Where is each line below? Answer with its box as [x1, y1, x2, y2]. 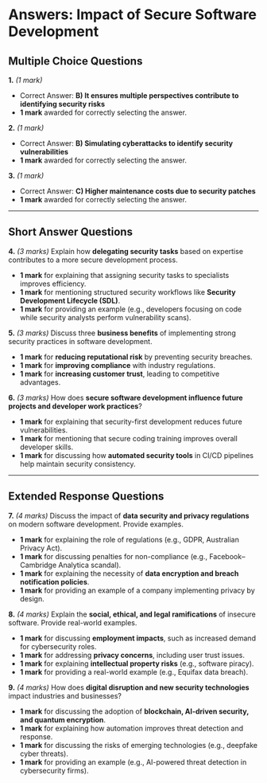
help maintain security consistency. [19, 459, 137, 468]
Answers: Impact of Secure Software [8, 6, 257, 24]
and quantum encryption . [19, 714, 106, 724]
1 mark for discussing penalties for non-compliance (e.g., [19, 551, 208, 561]
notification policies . [19, 577, 90, 586]
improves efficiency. [19, 279, 87, 288]
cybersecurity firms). [19, 765, 89, 775]
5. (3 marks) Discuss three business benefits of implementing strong [8, 328, 236, 338]
